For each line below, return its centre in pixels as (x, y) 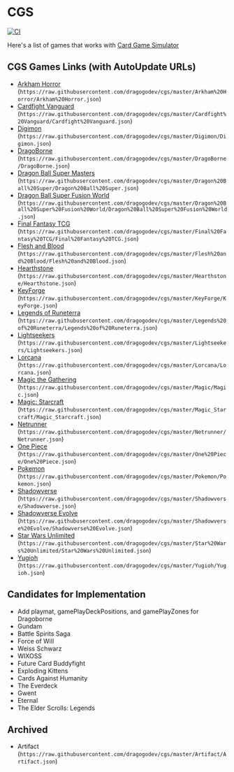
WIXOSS (30, 656)
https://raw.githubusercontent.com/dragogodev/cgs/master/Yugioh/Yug (123, 566)
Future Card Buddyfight (51, 663)
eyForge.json (36, 306)
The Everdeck (37, 685)
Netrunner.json (39, 439)
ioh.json (30, 573)
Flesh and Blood (41, 246)
